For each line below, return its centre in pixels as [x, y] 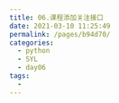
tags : [19, 76]
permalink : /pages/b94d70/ [60, 34]
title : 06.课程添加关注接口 [56, 17]
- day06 [32, 68]
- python [34, 51]
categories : [32, 43]
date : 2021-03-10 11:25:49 [60, 26]
